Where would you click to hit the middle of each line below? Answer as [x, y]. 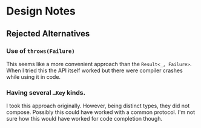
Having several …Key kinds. [46, 92]
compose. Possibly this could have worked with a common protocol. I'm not [101, 112]
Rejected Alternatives [48, 34]
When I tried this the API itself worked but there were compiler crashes [94, 70]
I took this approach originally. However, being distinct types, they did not [98, 106]
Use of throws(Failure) [41, 51]
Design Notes [41, 11]
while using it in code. [34, 76]
